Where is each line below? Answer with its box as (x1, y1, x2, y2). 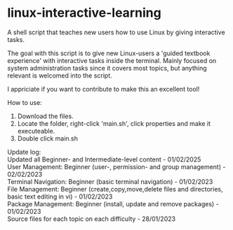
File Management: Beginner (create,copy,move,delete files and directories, (7, 185, 223, 193)
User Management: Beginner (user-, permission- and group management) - (7, 162, 226, 171)
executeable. (17, 127, 55, 135)
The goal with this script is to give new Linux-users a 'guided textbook (7, 49, 211, 57)
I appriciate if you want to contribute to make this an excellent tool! (7, 85, 200, 93)
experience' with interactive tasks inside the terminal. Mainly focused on (7, 56, 217, 64)
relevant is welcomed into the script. (7, 71, 112, 80)
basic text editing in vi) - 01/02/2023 (7, 192, 113, 201)
